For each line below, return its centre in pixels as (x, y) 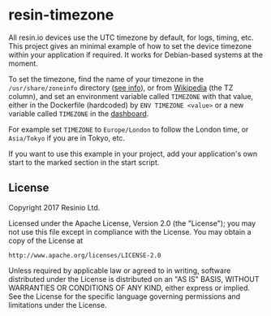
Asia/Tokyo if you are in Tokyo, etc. (67, 138)
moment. (23, 63)
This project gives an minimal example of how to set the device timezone (130, 45)
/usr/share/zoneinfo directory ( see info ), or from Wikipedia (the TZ (121, 88)
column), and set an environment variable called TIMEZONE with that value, (131, 96)
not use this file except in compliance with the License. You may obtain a (130, 232)
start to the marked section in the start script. (84, 162)
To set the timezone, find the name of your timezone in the (106, 79)
